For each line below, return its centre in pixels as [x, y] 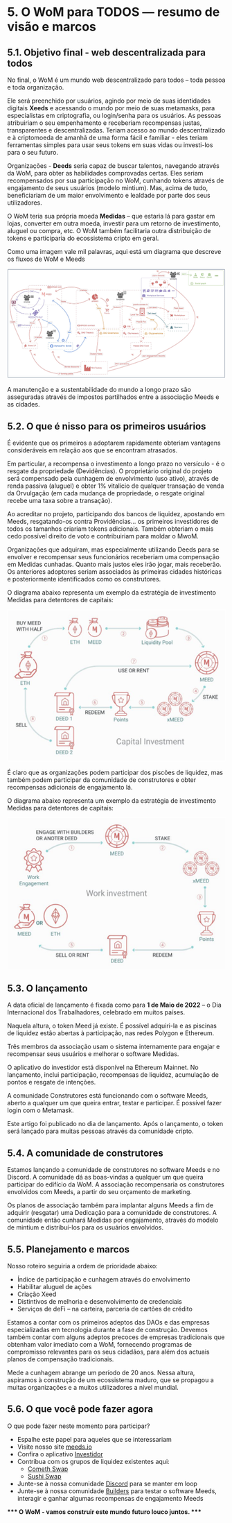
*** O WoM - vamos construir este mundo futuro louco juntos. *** [105, 1512]
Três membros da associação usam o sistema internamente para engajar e [114, 1047]
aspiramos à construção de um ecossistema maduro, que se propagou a [111, 1380]
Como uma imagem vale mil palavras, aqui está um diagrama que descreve [114, 252]
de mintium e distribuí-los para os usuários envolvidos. [86, 1227]
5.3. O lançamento [47, 988]
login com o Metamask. [41, 1110]
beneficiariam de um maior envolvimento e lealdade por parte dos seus [109, 195]
